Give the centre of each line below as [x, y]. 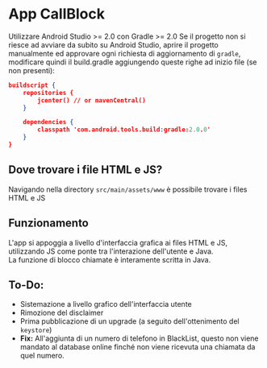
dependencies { [48, 122]
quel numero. [42, 356]
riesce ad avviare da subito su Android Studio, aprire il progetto [114, 44]
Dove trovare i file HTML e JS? [86, 170]
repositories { [48, 93]
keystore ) [36, 330]
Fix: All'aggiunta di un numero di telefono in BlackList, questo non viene [140, 338]
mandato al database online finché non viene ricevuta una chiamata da [138, 347]
